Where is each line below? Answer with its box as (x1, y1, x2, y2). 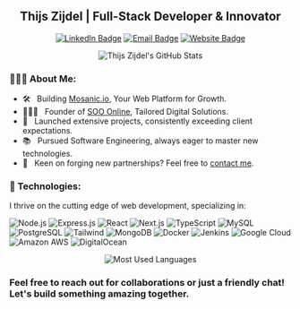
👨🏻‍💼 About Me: (9, 73, 77, 85)
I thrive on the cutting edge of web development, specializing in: (9, 201, 246, 211)
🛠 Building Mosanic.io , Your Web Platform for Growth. (21, 93, 227, 104)
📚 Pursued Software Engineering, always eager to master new (21, 135, 259, 146)
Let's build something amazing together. (9, 288, 190, 300)
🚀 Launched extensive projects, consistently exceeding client (21, 116, 253, 126)
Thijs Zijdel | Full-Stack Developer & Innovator (20, 9, 281, 24)
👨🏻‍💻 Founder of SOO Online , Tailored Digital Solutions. (21, 107, 228, 117)
